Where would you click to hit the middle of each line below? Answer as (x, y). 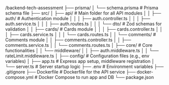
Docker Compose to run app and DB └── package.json (96, 77)
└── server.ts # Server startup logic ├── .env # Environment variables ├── (85, 66)
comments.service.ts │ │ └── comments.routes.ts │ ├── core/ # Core (79, 45)
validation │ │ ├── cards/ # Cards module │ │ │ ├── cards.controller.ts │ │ (84, 29)
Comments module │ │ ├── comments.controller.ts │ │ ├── (68, 40)
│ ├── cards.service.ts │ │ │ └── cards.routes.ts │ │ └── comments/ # (81, 34)
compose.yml (19, 77)
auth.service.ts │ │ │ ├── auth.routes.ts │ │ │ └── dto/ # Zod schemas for (83, 24)
